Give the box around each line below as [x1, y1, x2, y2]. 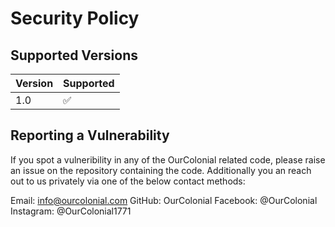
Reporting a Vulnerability [10, 127, 170, 144]
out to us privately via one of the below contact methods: [10, 175, 246, 187]
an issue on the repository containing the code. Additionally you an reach [10, 164, 312, 176]
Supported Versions [10, 47, 138, 64]
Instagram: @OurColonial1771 [10, 205, 132, 217]
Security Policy [10, 7, 140, 30]
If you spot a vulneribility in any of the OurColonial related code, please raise [10, 153, 326, 166]
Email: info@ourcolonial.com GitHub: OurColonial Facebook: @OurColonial [10, 194, 318, 206]
